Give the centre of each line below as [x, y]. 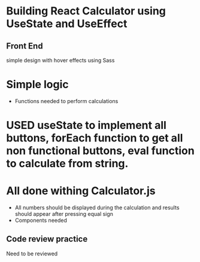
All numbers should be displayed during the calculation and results [97, 207]
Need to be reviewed [32, 254]
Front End [25, 46]
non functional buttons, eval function [100, 151]
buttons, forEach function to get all [95, 138]
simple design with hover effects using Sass [60, 60]
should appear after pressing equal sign [64, 214]
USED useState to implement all [86, 126]
